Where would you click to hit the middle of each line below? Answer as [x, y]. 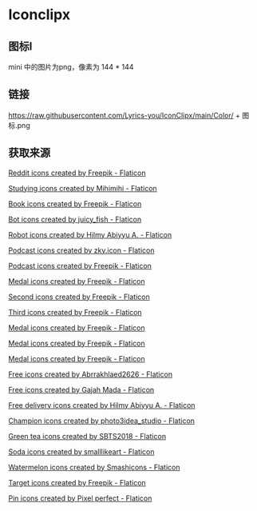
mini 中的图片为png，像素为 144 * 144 [71, 67]
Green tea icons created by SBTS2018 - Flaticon [87, 436]
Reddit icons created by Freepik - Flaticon [77, 173]
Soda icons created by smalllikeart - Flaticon [81, 451]
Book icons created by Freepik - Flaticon [75, 204]
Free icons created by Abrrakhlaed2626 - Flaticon [91, 374]
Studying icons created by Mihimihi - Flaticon [83, 188]
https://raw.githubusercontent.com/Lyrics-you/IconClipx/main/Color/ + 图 [129, 115]
